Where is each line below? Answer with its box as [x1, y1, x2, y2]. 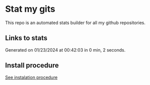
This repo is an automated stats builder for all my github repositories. [5, 20, 146, 26]
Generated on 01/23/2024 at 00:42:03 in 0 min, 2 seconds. [5, 47, 126, 53]
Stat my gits [5, 3, 55, 15]
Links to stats [5, 34, 48, 42]
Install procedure [5, 61, 59, 70]
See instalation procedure [5, 74, 58, 80]
